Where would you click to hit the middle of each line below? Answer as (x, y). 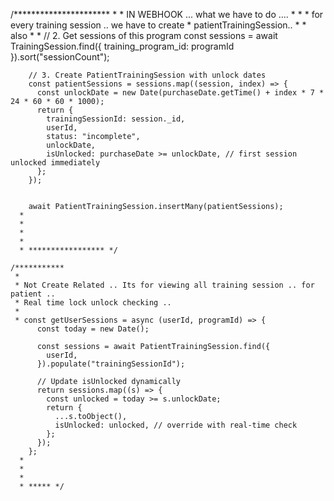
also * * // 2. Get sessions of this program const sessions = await (144, 35)
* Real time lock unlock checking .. (93, 303)
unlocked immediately (55, 163)
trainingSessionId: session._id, (116, 119)
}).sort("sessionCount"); (60, 57)
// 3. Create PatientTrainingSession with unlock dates (147, 75)
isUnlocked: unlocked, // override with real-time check (176, 425)
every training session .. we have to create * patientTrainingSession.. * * (158, 25)
